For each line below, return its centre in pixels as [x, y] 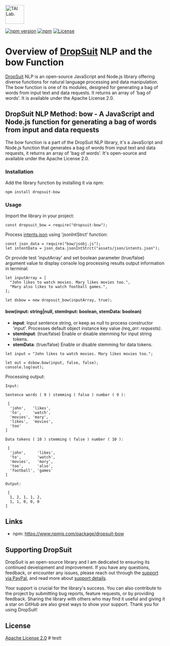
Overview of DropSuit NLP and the [79, 52]
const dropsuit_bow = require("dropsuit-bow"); [57, 225]
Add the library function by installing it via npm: [55, 183]
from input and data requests [52, 130]
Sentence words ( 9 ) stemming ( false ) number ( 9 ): [65, 395]
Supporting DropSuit [39, 550]
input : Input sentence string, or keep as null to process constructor [83, 322]
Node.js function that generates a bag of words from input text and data [80, 148]
